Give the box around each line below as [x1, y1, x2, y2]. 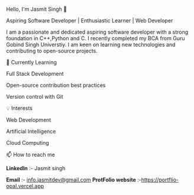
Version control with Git [6, 93, 63, 100]
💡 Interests [6, 105, 33, 112]
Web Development [6, 116, 51, 123]
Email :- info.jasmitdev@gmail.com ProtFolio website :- [6, 176, 142, 183]
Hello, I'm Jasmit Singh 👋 [6, 6, 67, 12]
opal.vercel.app [6, 183, 44, 189]
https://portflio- [141, 176, 179, 183]
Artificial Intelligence [6, 128, 56, 135]
